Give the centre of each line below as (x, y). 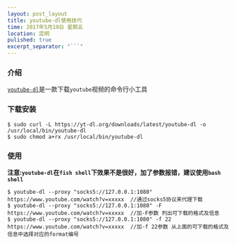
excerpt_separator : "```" (45, 47)
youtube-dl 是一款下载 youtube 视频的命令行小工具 (77, 90)
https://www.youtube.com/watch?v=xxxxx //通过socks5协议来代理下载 (105, 199)
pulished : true (30, 40)
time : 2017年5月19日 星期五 (45, 27)
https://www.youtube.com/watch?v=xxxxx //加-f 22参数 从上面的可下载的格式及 (118, 226)
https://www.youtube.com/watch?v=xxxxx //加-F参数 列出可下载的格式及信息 (113, 213)
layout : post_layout (38, 14)
